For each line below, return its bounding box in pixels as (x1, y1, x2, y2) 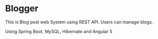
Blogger (5, 3, 39, 14)
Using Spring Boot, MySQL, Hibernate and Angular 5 (5, 28, 113, 34)
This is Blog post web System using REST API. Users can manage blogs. (5, 19, 153, 25)
